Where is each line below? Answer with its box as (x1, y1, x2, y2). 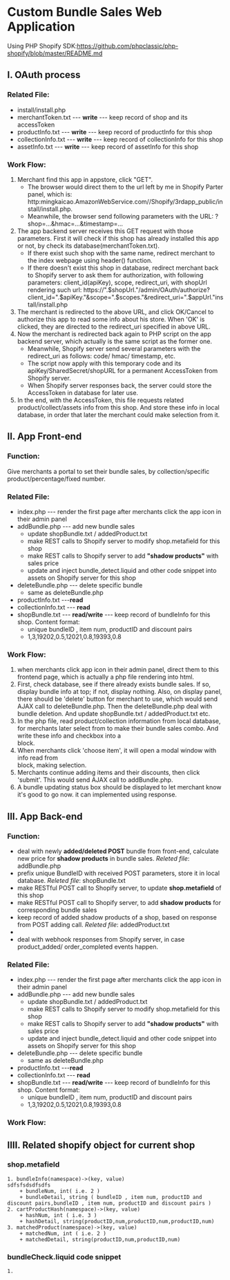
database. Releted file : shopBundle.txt (17, 876, 126, 884)
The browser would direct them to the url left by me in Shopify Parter (27, 183, 224, 191)
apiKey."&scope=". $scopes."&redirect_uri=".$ (63, 293, 192, 301)
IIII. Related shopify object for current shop (7, 1139, 195, 1151)
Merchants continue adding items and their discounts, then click (17, 769, 200, 777)
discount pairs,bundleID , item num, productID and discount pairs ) (7, 1200, 212, 1207)
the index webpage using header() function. (27, 256, 153, 264)
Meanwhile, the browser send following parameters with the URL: (27, 212, 214, 220)
